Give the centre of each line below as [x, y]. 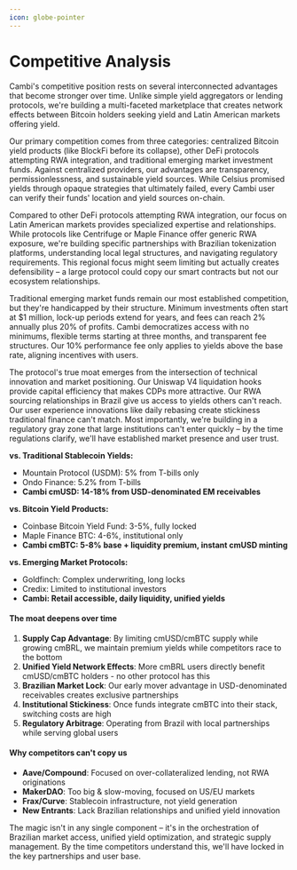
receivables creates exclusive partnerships [100, 695]
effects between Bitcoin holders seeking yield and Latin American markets [145, 114]
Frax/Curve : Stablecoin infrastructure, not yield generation [129, 801]
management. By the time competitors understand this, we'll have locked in [147, 846]
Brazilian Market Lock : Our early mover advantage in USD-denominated [154, 685]
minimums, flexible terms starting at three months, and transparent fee [138, 336]
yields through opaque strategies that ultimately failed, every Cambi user [142, 188]
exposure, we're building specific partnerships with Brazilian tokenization [143, 243]
